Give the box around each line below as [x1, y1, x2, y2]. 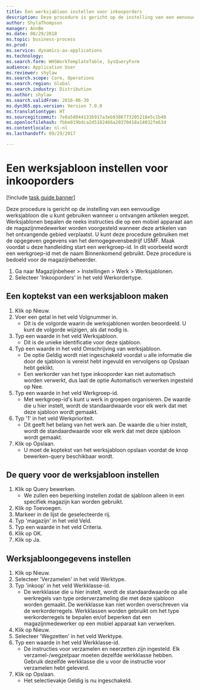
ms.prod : [6, 42, 28, 48]
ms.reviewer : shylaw [6, 70, 58, 76]
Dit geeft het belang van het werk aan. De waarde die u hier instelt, [23, 421, 188, 428]
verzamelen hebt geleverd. [23, 664, 90, 672]
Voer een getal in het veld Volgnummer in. [14, 313, 118, 321]
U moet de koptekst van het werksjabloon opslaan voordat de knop [23, 446, 189, 453]
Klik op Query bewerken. [14, 486, 76, 493]
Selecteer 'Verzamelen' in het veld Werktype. [14, 576, 126, 583]
